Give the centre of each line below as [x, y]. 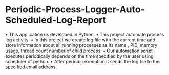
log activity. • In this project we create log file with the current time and [80, 40]
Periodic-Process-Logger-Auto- [75, 9]
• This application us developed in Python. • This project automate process [85, 34]
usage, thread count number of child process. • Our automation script [79, 51]
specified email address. [31, 67]
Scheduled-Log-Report [56, 20]
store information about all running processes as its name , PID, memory [81, 45]
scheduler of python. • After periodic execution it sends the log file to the [82, 61]
